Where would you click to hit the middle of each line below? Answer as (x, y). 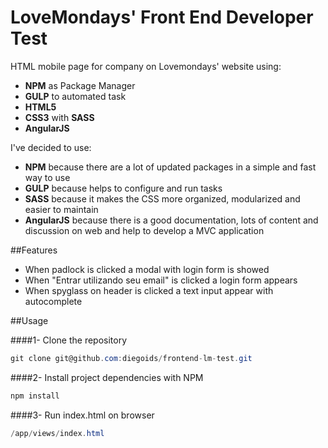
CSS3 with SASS (59, 117)
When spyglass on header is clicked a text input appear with (149, 290)
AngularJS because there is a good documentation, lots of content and (171, 220)
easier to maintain (61, 209)
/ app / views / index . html (57, 433)
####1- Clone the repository (69, 340)
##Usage (29, 320)
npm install (35, 396)
